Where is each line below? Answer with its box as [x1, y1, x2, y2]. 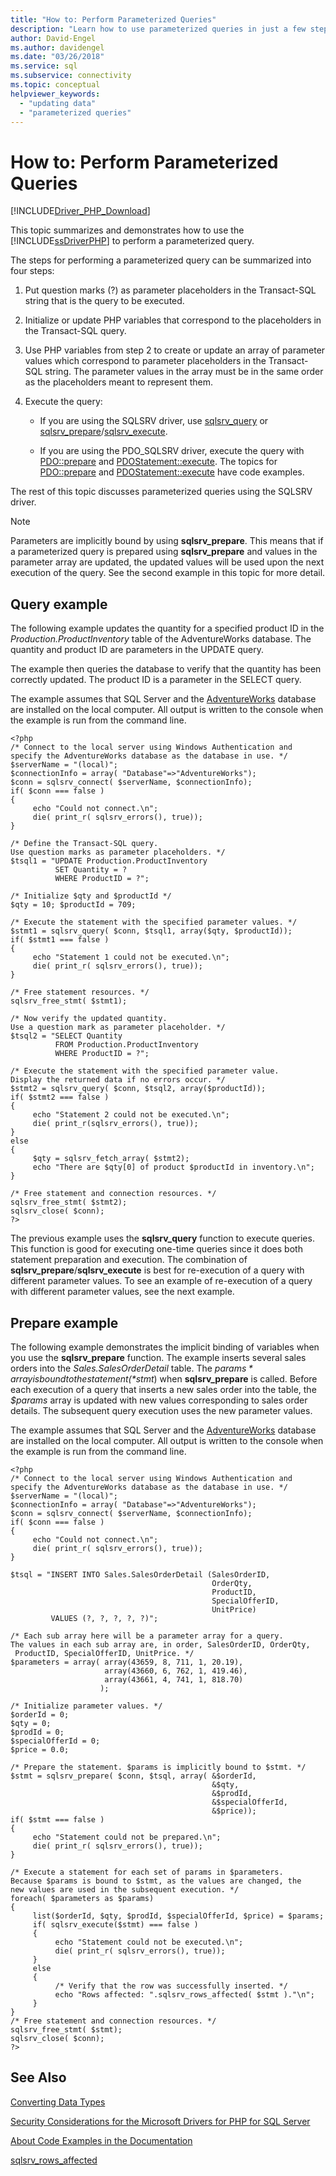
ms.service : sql [10, 61, 78, 71]
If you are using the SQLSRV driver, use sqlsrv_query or [39, 415, 269, 427]
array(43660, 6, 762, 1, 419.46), [104, 1666, 248, 1676]
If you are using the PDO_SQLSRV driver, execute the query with [39, 445, 305, 457]
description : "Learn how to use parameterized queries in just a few [10, 24, 307, 34]
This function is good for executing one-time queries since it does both [10, 1243, 303, 1255]
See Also [10, 2069, 67, 2086]
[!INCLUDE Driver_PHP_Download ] [10, 205, 151, 217]
